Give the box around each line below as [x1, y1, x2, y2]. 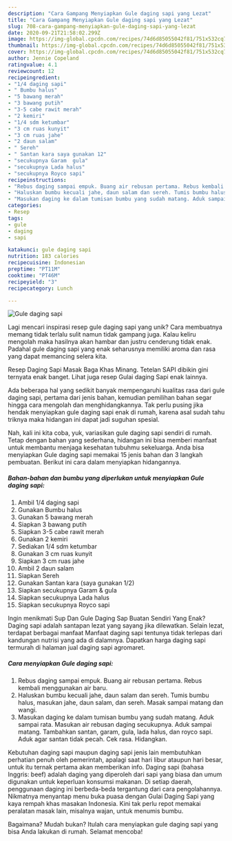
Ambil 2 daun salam [17, 564, 74, 573]
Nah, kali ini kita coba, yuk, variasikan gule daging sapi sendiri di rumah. [8, 429, 213, 437]
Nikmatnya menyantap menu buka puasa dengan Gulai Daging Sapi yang [8, 792, 215, 800]
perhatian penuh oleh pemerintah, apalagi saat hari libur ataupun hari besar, [8, 756, 223, 764]
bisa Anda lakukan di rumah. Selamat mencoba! [8, 827, 143, 836]
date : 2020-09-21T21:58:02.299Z [8, 29, 101, 36]
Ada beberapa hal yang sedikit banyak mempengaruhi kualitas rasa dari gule [8, 386, 225, 394]
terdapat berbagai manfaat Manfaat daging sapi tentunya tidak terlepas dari [8, 629, 222, 637]
